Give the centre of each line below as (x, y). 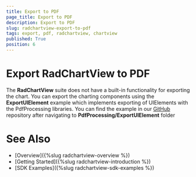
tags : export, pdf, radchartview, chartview (62, 34)
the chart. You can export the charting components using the (80, 96)
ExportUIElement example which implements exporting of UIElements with (97, 102)
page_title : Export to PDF (39, 17)
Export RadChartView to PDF (78, 74)
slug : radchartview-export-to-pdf (49, 28)
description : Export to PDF (41, 22)
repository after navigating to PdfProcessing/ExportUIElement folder (91, 115)
